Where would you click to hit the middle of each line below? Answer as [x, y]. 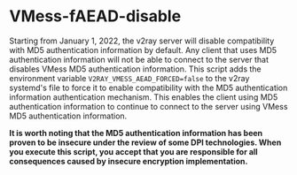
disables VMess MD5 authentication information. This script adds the [135, 69]
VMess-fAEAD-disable [95, 16]
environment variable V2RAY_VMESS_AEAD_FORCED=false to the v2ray [129, 78]
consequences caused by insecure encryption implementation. [129, 161]
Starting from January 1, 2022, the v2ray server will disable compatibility [142, 41]
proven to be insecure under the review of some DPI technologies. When [145, 142]
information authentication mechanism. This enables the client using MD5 [144, 97]
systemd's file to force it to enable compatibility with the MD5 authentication [148, 87]
